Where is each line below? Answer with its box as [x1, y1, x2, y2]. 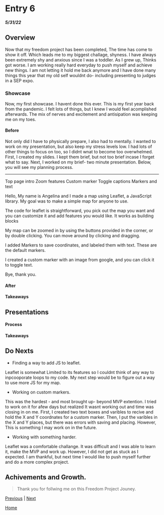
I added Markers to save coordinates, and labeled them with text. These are [5, 242, 157, 248]
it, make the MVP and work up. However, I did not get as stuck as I [5, 449, 139, 454]
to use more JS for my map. [5, 379, 61, 386]
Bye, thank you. [5, 271, 37, 277]
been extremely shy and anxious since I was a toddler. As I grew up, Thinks [5, 57, 157, 62]
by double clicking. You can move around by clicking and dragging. [5, 233, 141, 239]
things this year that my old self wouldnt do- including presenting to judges [5, 72, 156, 78]
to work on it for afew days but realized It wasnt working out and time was [5, 404, 154, 410]
